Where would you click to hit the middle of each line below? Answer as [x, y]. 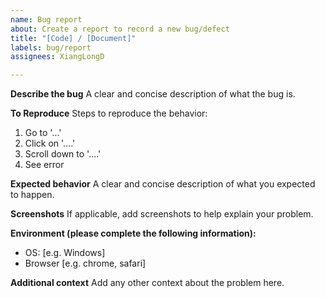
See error [44, 165]
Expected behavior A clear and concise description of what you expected [163, 184]
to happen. [32, 195]
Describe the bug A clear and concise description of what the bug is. [153, 94]
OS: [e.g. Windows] [65, 253]
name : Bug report [46, 19]
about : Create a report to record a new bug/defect [120, 29]
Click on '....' [50, 143]
